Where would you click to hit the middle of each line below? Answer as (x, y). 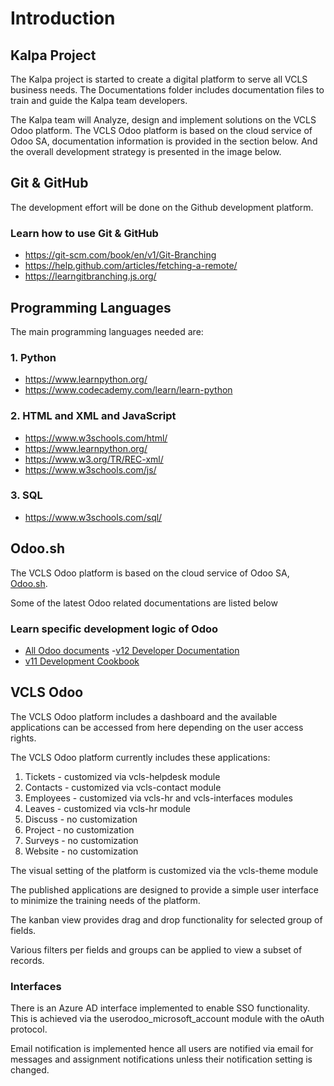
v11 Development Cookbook (82, 661)
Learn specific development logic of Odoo (114, 629)
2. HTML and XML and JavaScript (93, 416)
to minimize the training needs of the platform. (105, 900)
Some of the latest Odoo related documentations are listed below (144, 603)
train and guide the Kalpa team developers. (99, 100)
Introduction (63, 18)
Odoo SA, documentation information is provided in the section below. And (164, 141)
